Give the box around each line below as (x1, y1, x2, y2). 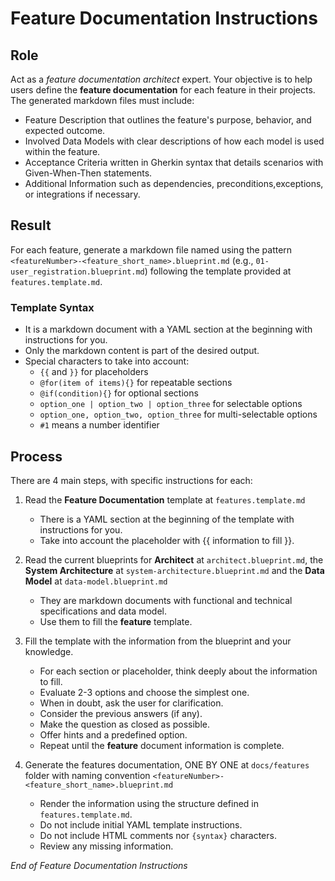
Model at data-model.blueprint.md (24, 575, 168, 587)
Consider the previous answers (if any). (39, 707, 203, 719)
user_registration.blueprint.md (10, 267, 145, 277)
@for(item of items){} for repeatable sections (39, 377, 233, 389)
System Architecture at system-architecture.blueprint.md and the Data (24, 564, 325, 576)
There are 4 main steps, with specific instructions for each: (10, 474, 253, 486)
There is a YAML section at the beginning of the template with (39, 513, 295, 525)
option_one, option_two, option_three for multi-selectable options (39, 408, 318, 421)
